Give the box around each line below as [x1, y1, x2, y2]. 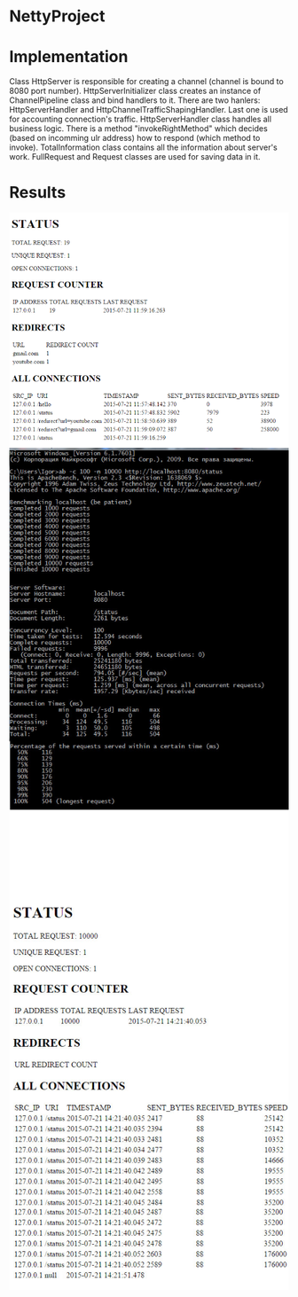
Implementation [9, 47, 129, 67]
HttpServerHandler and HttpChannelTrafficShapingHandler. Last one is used [9, 105, 288, 115]
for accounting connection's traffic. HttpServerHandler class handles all [9, 113, 272, 125]
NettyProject [9, 6, 106, 27]
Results [9, 183, 67, 203]
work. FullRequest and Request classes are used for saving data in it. [9, 152, 261, 162]
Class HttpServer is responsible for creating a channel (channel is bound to [9, 76, 284, 87]
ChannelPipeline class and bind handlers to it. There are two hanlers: [9, 95, 261, 105]
